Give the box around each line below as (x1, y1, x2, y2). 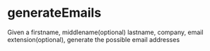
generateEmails (7, 5, 102, 21)
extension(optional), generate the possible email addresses (7, 35, 180, 43)
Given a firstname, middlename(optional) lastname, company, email (7, 28, 204, 36)
